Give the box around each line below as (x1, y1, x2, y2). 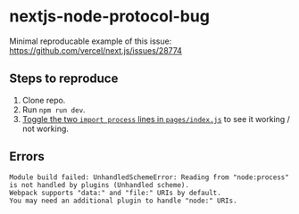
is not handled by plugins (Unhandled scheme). (9, 180, 190, 189)
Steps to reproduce (9, 71, 119, 86)
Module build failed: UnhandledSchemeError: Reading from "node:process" (9, 172, 290, 182)
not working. (21, 123, 70, 134)
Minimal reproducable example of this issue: (9, 36, 172, 46)
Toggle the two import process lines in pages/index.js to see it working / (21, 113, 290, 124)
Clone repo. (21, 95, 66, 105)
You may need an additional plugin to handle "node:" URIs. (9, 196, 238, 205)
